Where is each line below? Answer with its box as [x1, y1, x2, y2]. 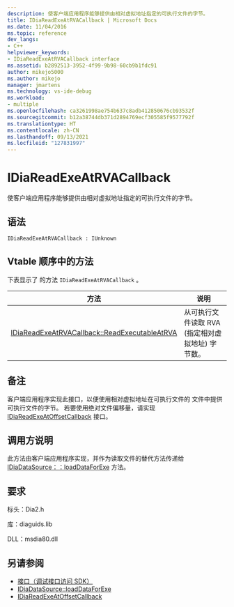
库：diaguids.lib [7, 520, 53, 528]
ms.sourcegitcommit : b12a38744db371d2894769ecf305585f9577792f [7, 114, 195, 121]
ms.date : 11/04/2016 [7, 23, 68, 30]
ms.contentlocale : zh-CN [7, 127, 79, 134]
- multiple [7, 101, 39, 108]
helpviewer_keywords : [7, 49, 70, 56]
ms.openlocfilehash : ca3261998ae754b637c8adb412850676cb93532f [7, 107, 195, 114]
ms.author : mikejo [7, 75, 61, 82]
